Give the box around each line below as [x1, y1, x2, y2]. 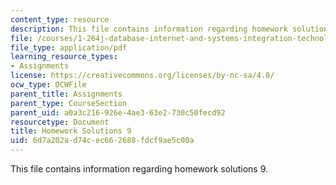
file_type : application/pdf [10, 42, 128, 53]
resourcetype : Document [10, 117, 110, 127]
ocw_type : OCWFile [10, 80, 87, 90]
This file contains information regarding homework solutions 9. [10, 163, 269, 175]
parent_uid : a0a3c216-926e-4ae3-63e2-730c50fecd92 [10, 107, 226, 118]
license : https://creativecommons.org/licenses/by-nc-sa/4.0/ [10, 71, 275, 81]
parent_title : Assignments [10, 89, 123, 99]
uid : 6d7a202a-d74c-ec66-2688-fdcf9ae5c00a [10, 136, 195, 146]
